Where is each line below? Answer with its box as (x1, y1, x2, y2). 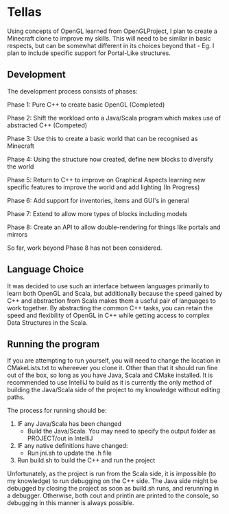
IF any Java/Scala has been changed (16, 420, 122, 428)
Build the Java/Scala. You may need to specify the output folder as (27, 427, 216, 436)
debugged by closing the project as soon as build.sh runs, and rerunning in (7, 484, 219, 493)
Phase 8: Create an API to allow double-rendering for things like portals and (7, 223, 221, 231)
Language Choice (7, 264, 84, 275)
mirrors (7, 230, 28, 238)
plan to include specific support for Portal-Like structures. (7, 49, 171, 57)
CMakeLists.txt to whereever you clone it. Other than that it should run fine (7, 364, 218, 372)
